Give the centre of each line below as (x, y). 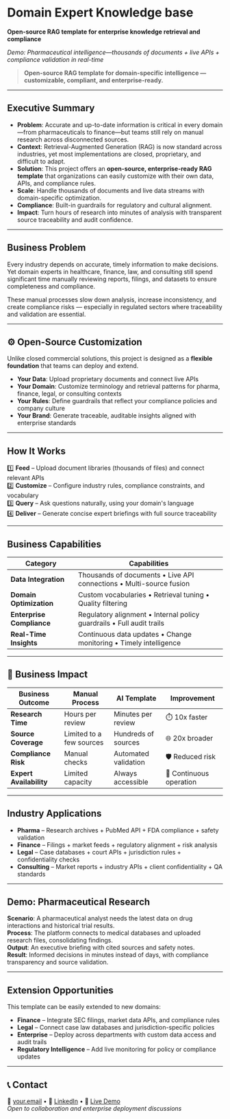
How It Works (37, 451)
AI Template (136, 698)
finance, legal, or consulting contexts (69, 394)
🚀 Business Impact (47, 675)
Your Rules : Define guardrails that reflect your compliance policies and (117, 401)
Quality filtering (103, 603)
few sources (84, 742)
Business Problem (47, 248)
